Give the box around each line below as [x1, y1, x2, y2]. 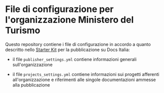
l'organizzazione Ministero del [5, 14, 134, 25]
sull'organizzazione [12, 61, 53, 67]
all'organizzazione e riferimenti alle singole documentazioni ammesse [12, 76, 156, 82]
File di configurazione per [5, 3, 114, 15]
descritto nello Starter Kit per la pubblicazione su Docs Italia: [5, 46, 130, 52]
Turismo [5, 25, 40, 36]
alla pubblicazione [12, 81, 50, 88]
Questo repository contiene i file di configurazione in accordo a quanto [5, 41, 151, 47]
